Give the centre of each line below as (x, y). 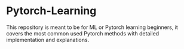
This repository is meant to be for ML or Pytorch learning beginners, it (92, 27)
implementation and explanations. (48, 40)
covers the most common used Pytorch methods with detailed (83, 33)
